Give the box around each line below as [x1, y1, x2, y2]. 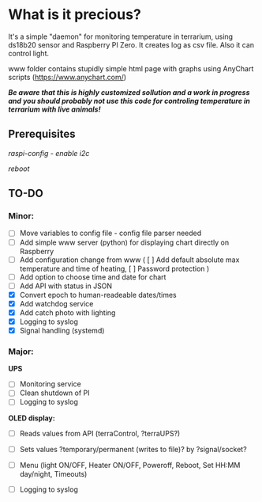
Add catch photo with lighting [19, 307, 116, 318]
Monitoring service [19, 379, 81, 389]
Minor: [8, 211, 35, 222]
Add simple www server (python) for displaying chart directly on [19, 238, 230, 247]
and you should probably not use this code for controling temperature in [8, 96, 250, 105]
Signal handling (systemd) [19, 326, 105, 335]
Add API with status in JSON [19, 281, 113, 291]
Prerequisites [8, 127, 76, 141]
